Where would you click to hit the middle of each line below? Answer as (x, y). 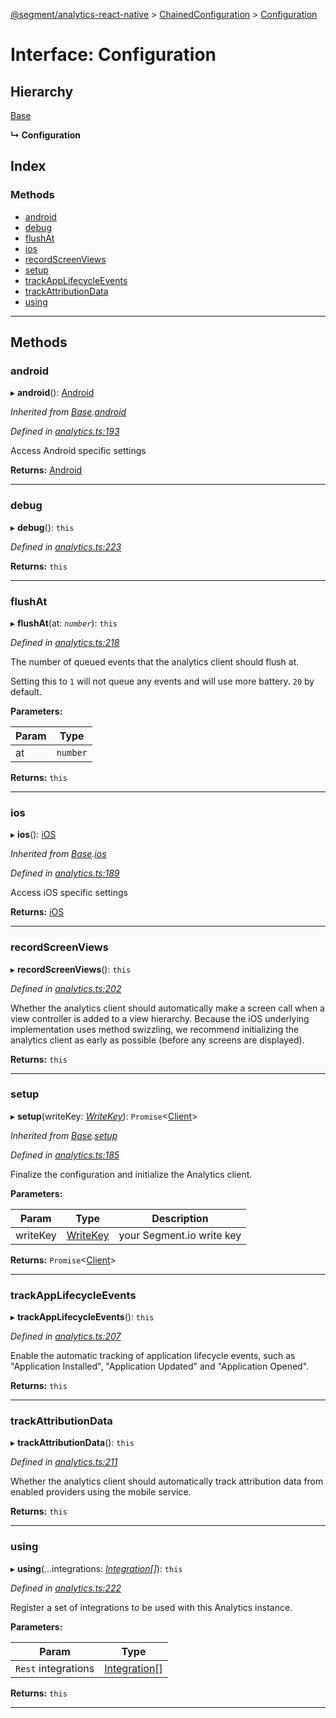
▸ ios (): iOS (33, 835)
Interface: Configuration (113, 55)
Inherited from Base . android (68, 412)
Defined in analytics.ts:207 (66, 1336)
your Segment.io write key (180, 1235)
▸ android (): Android (52, 393)
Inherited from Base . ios (58, 854)
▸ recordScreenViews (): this (71, 969)
